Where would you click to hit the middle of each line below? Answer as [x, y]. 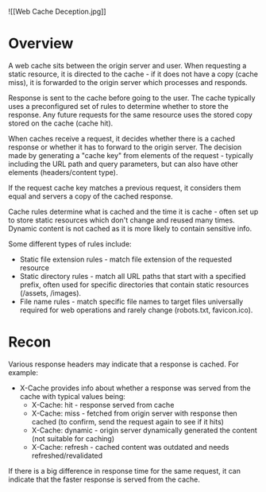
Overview [41, 44]
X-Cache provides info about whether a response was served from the [135, 388]
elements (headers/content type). [63, 172]
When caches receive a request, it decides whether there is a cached [122, 138]
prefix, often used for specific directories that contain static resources [134, 285]
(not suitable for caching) [73, 438]
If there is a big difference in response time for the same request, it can [124, 471]
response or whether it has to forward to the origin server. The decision [125, 147]
